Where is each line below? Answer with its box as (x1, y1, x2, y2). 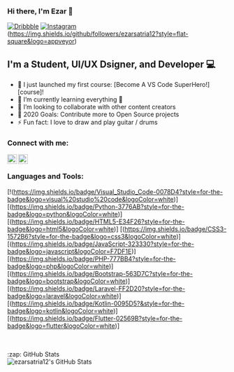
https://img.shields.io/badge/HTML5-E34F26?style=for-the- (11, 217, 185, 226)
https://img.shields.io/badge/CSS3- (124, 224, 227, 233)
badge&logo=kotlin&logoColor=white (7, 306, 114, 315)
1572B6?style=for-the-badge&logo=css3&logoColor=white (7, 232, 177, 240)
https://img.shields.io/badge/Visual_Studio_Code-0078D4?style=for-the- (13, 187, 224, 195)
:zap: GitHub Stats (7, 350, 60, 358)
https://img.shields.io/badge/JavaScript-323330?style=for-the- (11, 240, 194, 248)
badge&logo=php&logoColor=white (7, 262, 110, 270)
